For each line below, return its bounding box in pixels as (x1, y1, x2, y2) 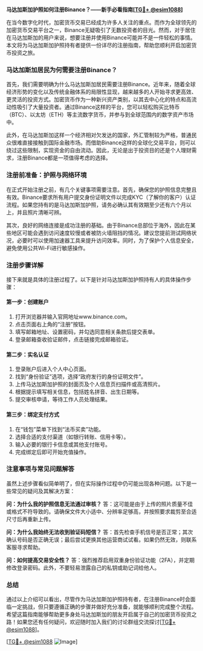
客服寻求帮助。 (6, 543, 43, 551)
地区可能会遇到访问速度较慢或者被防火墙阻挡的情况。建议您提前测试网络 (11, 229, 192, 236)
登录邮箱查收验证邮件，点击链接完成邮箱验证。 (14, 336, 132, 343)
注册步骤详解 (6, 261, 44, 269)
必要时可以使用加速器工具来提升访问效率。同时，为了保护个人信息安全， (16, 237, 197, 244)
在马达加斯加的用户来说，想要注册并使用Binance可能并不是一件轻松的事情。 (6, 34, 196, 41)
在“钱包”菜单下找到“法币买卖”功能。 (14, 425, 105, 433)
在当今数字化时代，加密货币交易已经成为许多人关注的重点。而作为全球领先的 (6, 19, 197, 26)
